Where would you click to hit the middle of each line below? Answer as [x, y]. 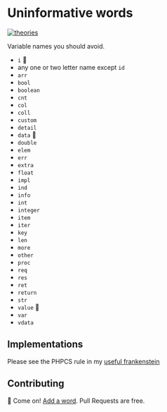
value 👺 [28, 307]
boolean [28, 90]
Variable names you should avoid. [56, 46]
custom [27, 120]
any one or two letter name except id [71, 67]
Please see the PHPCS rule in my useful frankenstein [83, 361]
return [27, 293]
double [27, 143]
